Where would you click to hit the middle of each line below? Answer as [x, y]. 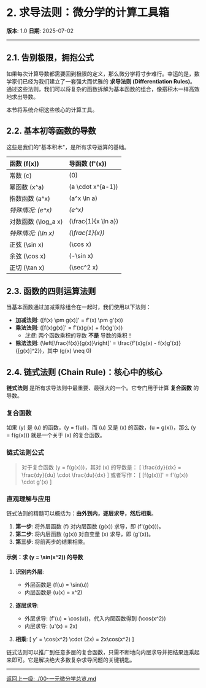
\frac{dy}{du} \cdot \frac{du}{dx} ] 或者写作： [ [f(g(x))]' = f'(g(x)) [105, 475]
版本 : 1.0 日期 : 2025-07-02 [40, 31]
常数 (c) [21, 176]
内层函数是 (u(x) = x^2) [53, 592]
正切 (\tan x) [27, 268]
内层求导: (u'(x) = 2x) [51, 626]
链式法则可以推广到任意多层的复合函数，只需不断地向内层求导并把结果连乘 [100, 652]
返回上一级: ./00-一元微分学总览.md [51, 679]
